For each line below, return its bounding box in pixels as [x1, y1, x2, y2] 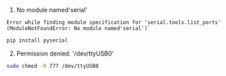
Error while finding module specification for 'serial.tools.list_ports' [6, 19, 222, 26]
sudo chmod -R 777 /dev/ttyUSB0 [6, 62, 99, 69]
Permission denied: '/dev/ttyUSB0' [16, 49, 114, 58]
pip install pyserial [6, 37, 68, 44]
